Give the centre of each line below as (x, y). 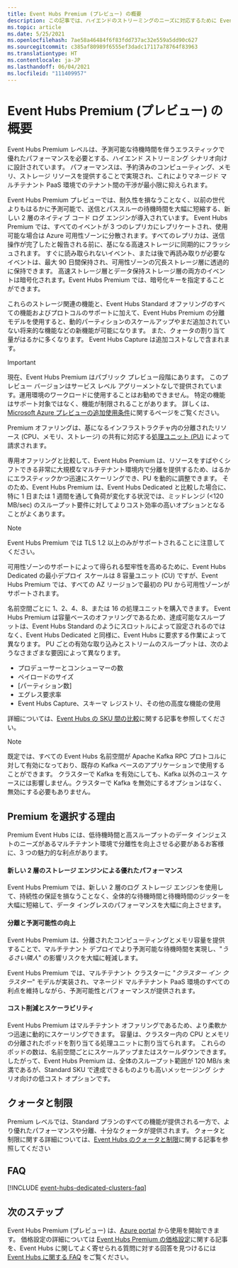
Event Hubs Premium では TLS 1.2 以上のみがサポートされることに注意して (116, 543)
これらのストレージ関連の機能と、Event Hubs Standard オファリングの (110, 304)
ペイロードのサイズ (46, 677)
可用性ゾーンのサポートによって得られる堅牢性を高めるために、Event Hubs (117, 567)
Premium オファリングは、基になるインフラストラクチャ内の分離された (111, 428)
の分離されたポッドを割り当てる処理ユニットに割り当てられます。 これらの (117, 1043)
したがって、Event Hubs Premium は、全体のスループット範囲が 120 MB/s (115, 1061)
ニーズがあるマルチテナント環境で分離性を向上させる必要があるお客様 (122, 844)
